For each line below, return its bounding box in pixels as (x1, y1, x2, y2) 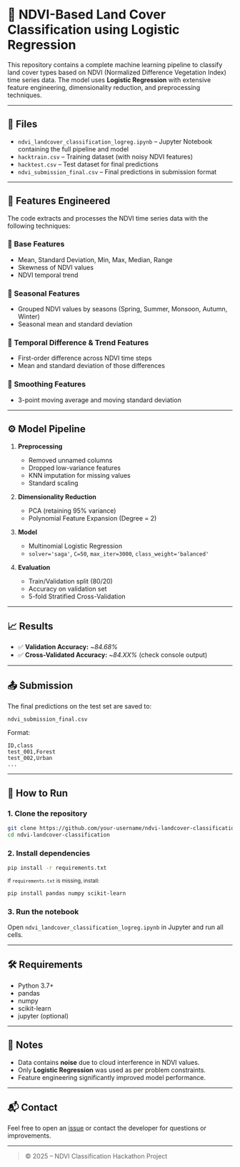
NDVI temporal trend (17, 271, 79, 279)
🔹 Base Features (7, 239, 65, 249)
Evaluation (17, 563, 51, 571)
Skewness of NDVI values (17, 263, 94, 271)
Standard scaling (28, 479, 79, 487)
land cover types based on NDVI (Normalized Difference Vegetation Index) (7, 68, 227, 76)
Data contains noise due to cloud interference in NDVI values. (17, 1058, 200, 1066)
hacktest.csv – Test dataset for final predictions (17, 160, 159, 169)
